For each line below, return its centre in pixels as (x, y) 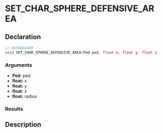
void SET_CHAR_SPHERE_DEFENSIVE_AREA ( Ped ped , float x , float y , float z (81, 52)
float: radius (24, 96)
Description (23, 125)
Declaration (23, 37)
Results (14, 109)
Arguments (19, 65)
